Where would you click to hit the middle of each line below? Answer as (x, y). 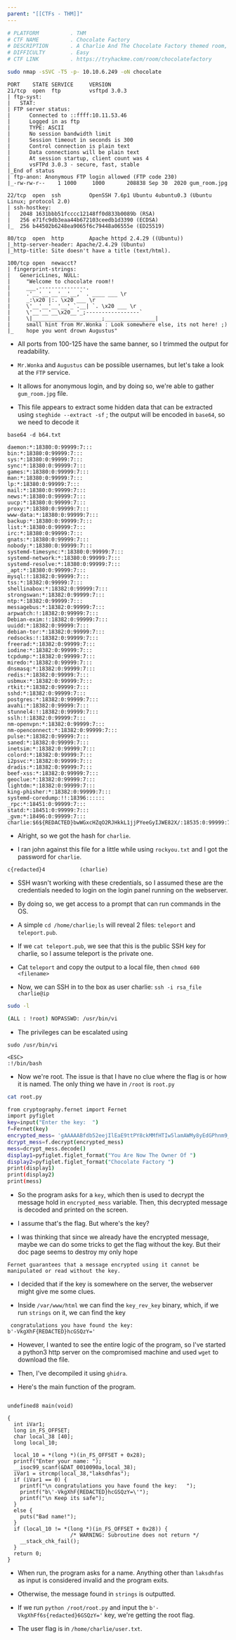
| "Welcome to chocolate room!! (61, 281)
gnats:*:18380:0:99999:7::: (48, 539)
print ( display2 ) (31, 1175)
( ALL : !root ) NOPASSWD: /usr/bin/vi (63, 1018)
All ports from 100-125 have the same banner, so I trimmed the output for (123, 344)
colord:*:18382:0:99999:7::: (50, 755)
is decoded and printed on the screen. (73, 1210)
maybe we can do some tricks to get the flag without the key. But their (119, 1244)
